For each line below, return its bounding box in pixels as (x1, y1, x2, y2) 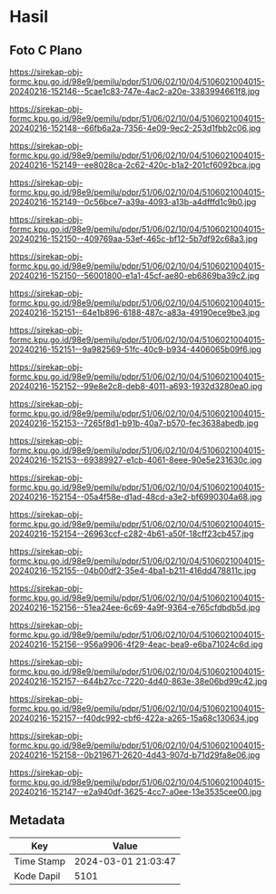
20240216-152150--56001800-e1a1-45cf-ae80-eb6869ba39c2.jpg (9, 270, 261, 280)
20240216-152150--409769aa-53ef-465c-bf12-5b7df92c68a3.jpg (9, 233, 259, 244)
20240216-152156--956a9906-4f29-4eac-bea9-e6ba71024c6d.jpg (9, 639, 263, 650)
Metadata (9, 812, 65, 828)
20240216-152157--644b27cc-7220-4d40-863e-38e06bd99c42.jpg (9, 676, 268, 686)
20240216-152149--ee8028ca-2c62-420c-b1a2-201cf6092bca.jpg (9, 160, 261, 170)
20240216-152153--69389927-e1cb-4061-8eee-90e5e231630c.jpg (9, 455, 262, 465)
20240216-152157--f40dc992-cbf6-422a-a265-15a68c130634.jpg (9, 712, 259, 723)
